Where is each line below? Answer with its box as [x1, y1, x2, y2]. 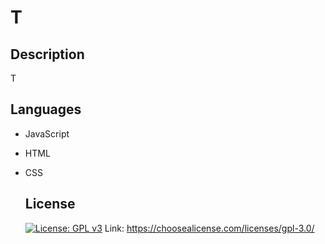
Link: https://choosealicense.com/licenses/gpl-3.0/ [104, 222, 315, 234]
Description [10, 46, 85, 63]
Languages [10, 101, 82, 118]
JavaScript [24, 127, 70, 140]
